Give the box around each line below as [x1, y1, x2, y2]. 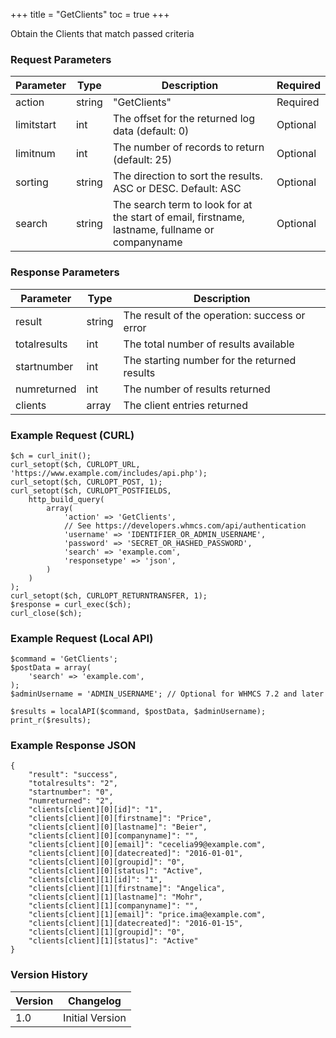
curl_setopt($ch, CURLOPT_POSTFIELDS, [10, 485, 172, 496]
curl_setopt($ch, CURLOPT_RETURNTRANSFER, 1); [10, 590, 208, 601]
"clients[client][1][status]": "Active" [28, 936, 199, 946]
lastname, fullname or [112, 223, 215, 237]
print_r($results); [10, 715, 92, 726]
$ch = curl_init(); [10, 450, 92, 461]
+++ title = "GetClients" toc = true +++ [10, 9, 170, 20]
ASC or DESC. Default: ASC [112, 182, 242, 196]
